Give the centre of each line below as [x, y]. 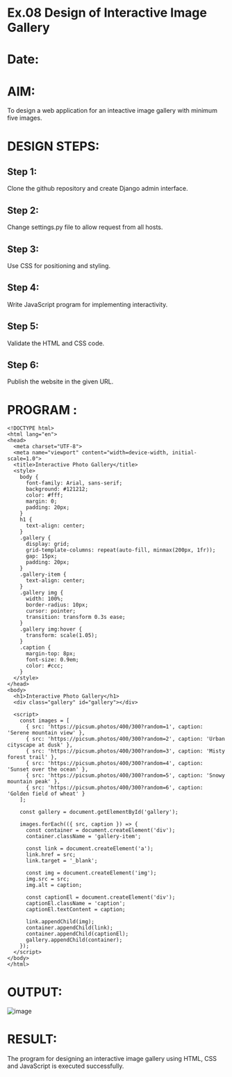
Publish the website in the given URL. [60, 382]
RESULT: [32, 1039]
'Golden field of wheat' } [46, 794]
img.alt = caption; [53, 886]
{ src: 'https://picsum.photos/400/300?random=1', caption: [114, 727]
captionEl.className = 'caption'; [76, 904]
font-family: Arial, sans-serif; [74, 483]
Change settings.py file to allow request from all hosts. [85, 227]
